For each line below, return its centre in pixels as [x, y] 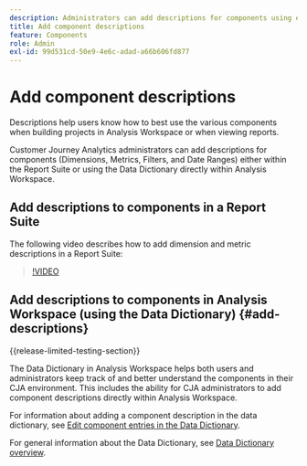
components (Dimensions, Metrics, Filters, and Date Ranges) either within [148, 160]
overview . [28, 452]
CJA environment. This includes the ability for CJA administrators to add [145, 387]
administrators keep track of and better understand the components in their [152, 378]
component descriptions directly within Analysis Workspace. [123, 397]
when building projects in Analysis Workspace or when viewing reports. [144, 132]
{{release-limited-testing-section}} [75, 350]
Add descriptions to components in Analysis [138, 300]
